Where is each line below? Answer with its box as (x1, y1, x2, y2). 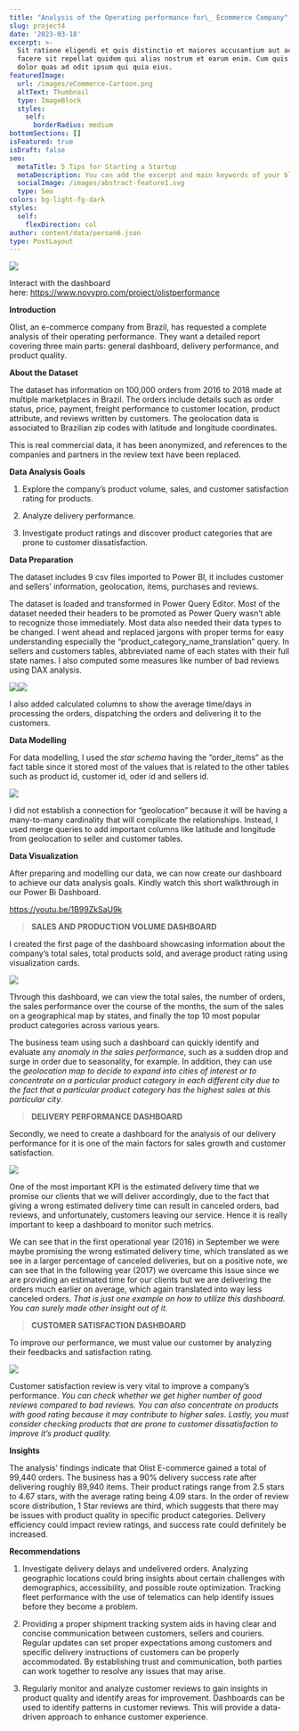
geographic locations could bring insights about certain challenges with (21, 1573, 285, 1584)
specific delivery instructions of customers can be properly (21, 1647, 240, 1658)
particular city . (9, 1094, 64, 1105)
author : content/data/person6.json (9, 228, 141, 237)
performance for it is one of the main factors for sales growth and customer (9, 1138, 287, 1149)
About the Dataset (9, 367, 78, 379)
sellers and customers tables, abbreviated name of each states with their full (9, 646, 290, 657)
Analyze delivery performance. (21, 510, 136, 521)
